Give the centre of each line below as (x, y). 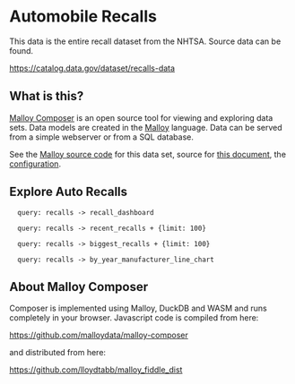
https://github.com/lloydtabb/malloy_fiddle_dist (96, 370)
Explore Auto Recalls (69, 192)
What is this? (47, 96)
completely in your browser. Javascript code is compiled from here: (134, 318)
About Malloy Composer (79, 287)
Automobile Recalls (83, 17)
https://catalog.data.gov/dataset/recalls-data (92, 68)
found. (22, 50)
